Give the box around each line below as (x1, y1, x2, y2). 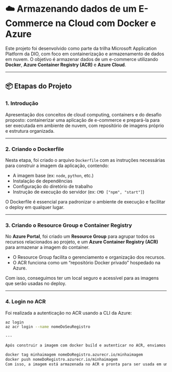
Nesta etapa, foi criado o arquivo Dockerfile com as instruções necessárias (5, 157, 165, 163)
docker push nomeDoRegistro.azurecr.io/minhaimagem (5, 357, 118, 362)
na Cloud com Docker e (55, 17, 156, 29)
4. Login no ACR (5, 298, 46, 305)
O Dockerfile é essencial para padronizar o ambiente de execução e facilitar (5, 198, 165, 204)
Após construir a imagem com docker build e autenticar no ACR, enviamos (5, 343, 166, 348)
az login (5, 320, 24, 325)
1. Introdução (5, 100, 38, 107)
